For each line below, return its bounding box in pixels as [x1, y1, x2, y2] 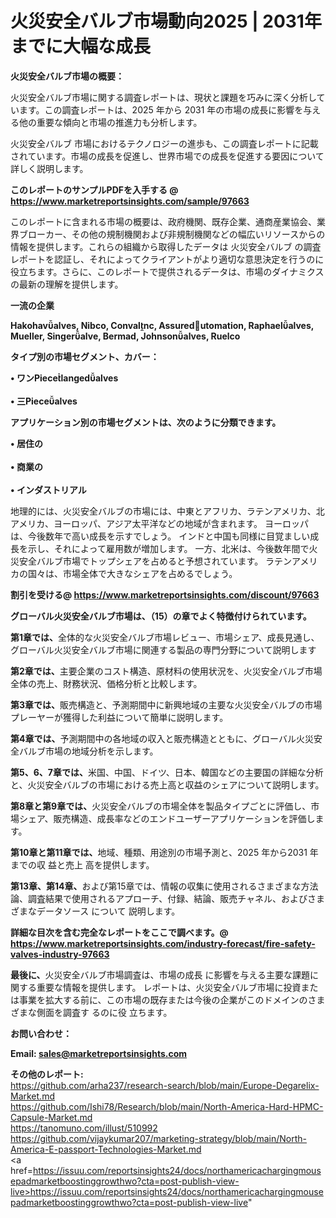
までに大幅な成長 [10, 35, 152, 58]
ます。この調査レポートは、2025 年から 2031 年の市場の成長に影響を [18, 103, 304, 116]
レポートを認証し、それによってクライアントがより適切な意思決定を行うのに [10, 253, 325, 265]
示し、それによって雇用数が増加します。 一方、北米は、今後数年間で [27, 542, 310, 554]
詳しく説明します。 [10, 162, 89, 174]
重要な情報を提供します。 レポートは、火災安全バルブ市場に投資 [36, 981, 302, 993]
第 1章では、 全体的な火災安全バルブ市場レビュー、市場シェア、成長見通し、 [10, 631, 320, 643]
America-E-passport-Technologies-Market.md [10, 1143, 202, 1155]
